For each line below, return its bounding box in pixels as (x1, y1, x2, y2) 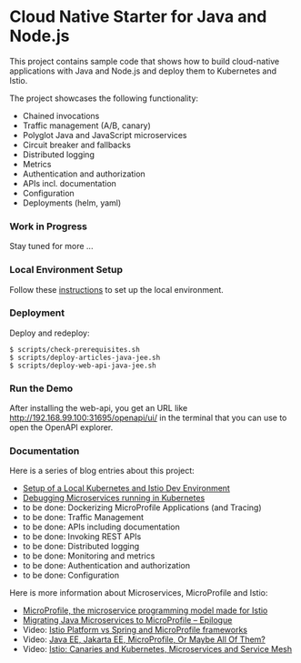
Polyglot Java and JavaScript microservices (22, 129, 187, 140)
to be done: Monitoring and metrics (22, 550, 156, 561)
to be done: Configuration (22, 570, 120, 581)
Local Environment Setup (9, 264, 124, 276)
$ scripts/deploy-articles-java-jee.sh (9, 353, 161, 362)
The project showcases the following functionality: (9, 93, 198, 104)
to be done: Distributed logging (22, 541, 140, 552)
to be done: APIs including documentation (22, 521, 180, 533)
